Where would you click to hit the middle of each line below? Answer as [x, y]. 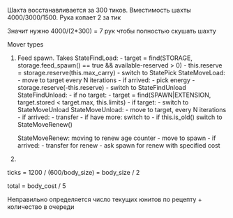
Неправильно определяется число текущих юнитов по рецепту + [105, 199]
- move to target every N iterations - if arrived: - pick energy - [106, 80]
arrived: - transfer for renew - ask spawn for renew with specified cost [119, 145]
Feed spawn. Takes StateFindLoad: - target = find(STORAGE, [105, 58]
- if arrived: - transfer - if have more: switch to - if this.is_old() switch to [120, 117]
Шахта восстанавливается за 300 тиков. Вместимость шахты [99, 10]
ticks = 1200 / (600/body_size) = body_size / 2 [74, 172]
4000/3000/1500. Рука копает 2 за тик [64, 17]
